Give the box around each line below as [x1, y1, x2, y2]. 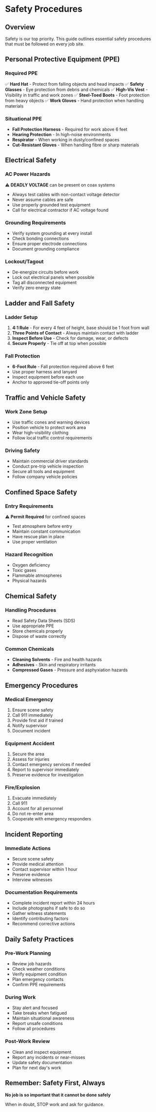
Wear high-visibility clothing [12, 430, 69, 435]
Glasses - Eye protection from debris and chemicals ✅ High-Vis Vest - [5, 87, 148, 92]
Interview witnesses [12, 877, 53, 883]
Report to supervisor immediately [12, 767, 79, 772]
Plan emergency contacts [12, 976, 64, 982]
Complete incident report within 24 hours [12, 900, 95, 906]
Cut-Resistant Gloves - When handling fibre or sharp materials [12, 142, 139, 148]
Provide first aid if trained [12, 717, 63, 723]
